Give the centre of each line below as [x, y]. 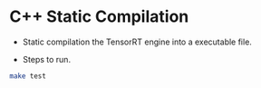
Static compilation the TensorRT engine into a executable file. [137, 42]
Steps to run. [46, 59]
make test [28, 76]
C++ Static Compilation [99, 17]
